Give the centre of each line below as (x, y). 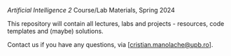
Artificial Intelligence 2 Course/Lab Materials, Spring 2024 (91, 10)
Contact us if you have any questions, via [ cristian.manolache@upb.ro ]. (110, 44)
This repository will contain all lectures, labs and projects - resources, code (116, 23)
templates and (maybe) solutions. (55, 31)
